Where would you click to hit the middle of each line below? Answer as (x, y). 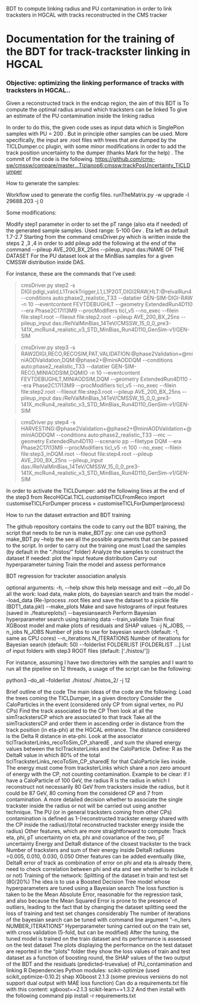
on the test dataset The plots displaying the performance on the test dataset (99, 945)
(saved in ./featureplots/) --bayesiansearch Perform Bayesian (81, 613)
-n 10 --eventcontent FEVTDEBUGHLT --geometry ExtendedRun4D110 (107, 304)
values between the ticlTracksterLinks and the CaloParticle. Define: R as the (99, 749)
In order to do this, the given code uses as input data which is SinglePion (95, 127)
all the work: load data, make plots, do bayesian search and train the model (98, 594)
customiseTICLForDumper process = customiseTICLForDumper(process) (96, 503)
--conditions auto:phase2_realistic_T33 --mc (111, 435)
